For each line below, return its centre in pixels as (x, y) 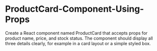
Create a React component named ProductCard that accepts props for (76, 33)
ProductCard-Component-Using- (75, 9)
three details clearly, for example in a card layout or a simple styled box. (78, 43)
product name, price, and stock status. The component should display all (79, 38)
